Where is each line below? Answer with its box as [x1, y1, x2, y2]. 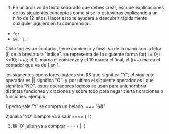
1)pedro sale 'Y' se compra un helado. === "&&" [5, 103, 106, 109]
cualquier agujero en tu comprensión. [12, 20, 91, 26]
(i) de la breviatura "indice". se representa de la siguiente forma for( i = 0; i [5, 51, 161, 57]
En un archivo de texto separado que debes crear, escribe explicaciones [12, 5, 164, 10]
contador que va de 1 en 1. [5, 62, 60, 68]
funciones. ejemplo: [5, 94, 47, 99]
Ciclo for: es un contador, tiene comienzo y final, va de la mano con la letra [5, 46, 162, 51]
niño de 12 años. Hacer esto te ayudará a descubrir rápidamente [12, 15, 147, 21]
